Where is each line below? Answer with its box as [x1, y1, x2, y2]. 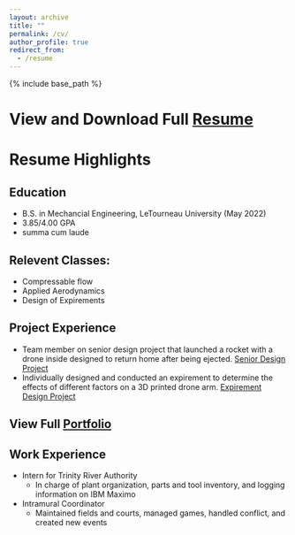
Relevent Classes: [9, 253, 110, 268]
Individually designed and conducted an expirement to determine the [21, 372, 274, 383]
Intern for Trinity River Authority [21, 470, 138, 481]
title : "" [9, 21, 46, 30]
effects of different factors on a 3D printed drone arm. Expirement [21, 381, 262, 392]
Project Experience [9, 320, 117, 336]
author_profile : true [9, 37, 89, 47]
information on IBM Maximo [34, 489, 136, 500]
